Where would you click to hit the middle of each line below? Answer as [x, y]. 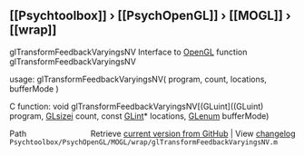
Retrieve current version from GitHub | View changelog [193, 133]
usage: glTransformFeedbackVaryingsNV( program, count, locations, [138, 79]
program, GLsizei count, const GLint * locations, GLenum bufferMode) [139, 116]
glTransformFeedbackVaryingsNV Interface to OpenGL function [128, 52]
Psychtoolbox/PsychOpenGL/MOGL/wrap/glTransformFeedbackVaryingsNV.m [144, 142]
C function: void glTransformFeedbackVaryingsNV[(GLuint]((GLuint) [137, 106]
